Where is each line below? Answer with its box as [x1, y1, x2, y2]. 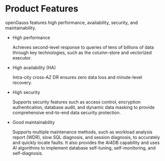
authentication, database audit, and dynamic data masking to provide [12, 104, 155, 110]
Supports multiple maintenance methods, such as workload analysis [12, 128, 153, 135]
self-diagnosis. [12, 150, 43, 156]
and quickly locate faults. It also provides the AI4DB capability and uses [12, 139, 160, 145]
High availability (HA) [12, 64, 56, 70]
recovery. [12, 79, 32, 85]
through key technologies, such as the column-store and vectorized [12, 49, 152, 55]
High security [12, 89, 40, 95]
